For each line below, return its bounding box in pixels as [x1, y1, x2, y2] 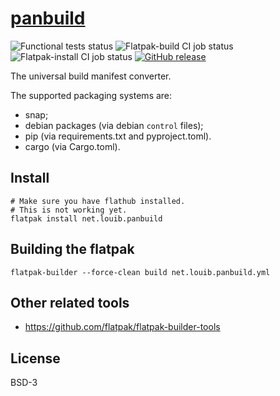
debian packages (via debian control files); [24, 119, 204, 131]
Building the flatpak [10, 241, 135, 258]
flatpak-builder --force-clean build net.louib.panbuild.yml [10, 267, 271, 277]
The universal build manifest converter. [10, 70, 172, 82]
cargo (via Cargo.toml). [24, 140, 121, 152]
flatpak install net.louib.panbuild [10, 213, 163, 224]
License [10, 350, 61, 367]
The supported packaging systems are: [10, 89, 173, 101]
